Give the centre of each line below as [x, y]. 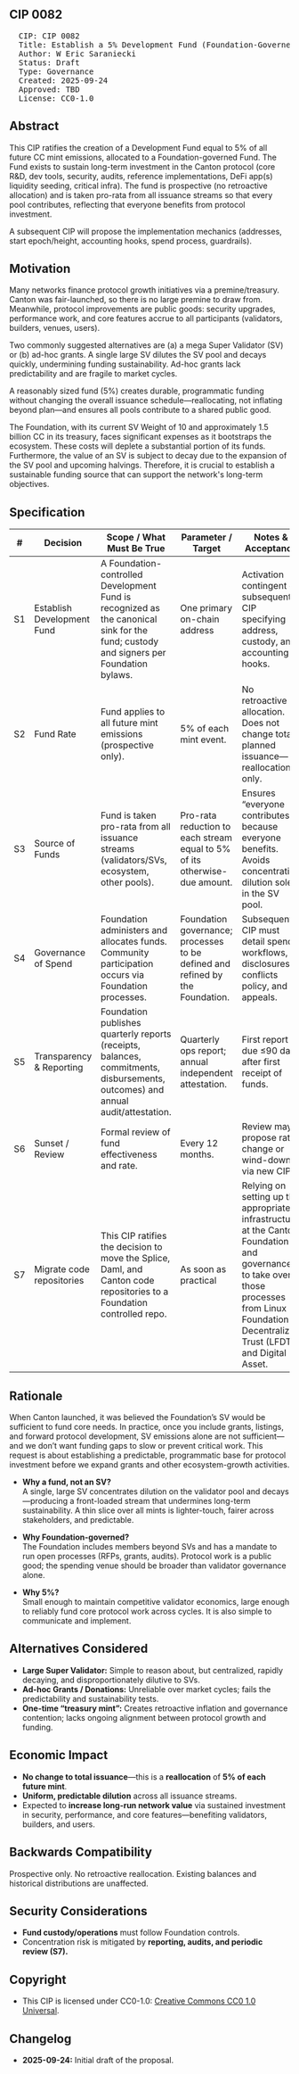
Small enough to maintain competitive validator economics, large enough [156, 1602]
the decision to [132, 1247]
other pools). [128, 882]
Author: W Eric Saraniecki [77, 54]
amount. [216, 882]
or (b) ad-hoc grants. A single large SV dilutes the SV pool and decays [138, 355]
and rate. [119, 1166]
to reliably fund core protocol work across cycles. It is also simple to [147, 1611]
